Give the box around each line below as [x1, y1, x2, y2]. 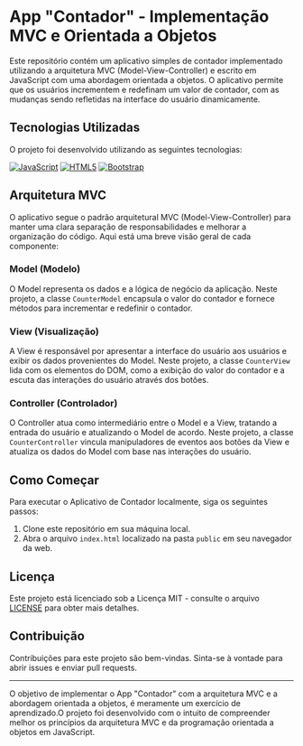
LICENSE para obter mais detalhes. [9, 602, 140, 613]
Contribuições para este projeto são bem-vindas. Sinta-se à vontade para [9, 652, 283, 663]
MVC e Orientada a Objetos [9, 25, 217, 46]
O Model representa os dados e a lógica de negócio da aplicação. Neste [9, 283, 278, 294]
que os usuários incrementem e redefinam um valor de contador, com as [9, 84, 280, 95]
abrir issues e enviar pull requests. [9, 662, 138, 673]
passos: [9, 506, 39, 517]
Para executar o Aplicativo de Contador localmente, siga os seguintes [9, 497, 269, 508]
